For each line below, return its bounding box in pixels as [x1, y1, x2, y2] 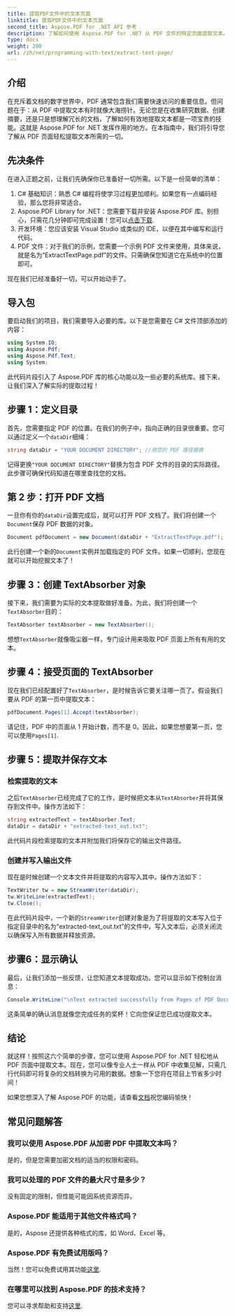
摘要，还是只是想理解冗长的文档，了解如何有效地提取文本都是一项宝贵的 [7, 114, 215, 123]
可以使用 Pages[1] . [7, 731, 59, 739]
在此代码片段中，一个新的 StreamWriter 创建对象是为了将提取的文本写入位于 [7, 913, 222, 921]
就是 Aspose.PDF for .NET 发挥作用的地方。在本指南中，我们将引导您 [25, 123, 225, 132]
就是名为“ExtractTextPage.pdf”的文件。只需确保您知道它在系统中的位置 [17, 250, 223, 259]
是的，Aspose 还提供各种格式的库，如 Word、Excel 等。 [7, 1228, 169, 1237]
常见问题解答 [7, 1116, 63, 1127]
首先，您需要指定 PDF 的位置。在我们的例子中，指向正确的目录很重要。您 [7, 423, 219, 432]
